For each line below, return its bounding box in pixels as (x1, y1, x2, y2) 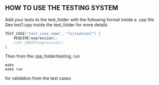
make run (5, 67, 23, 72)
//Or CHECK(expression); (14, 40, 64, 45)
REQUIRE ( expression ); (14, 36, 57, 41)
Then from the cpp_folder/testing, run (5, 53, 80, 59)
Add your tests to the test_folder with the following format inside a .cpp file (5, 16, 154, 22)
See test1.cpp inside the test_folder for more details (5, 22, 108, 28)
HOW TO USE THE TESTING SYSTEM (5, 4, 118, 12)
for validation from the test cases (5, 75, 71, 81)
